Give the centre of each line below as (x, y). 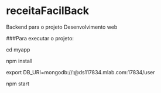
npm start (18, 84)
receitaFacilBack (48, 11)
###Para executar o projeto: (40, 38)
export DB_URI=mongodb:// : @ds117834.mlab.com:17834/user (80, 72)
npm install (19, 61)
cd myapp (18, 49)
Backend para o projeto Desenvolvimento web (62, 27)
